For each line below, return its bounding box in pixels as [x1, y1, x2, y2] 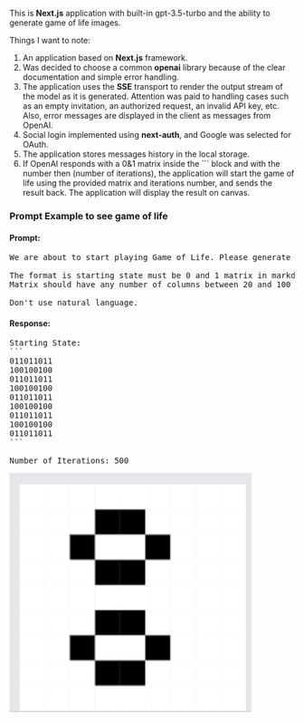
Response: [9, 317, 52, 329]
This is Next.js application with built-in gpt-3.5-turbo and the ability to [9, 8, 271, 18]
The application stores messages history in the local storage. [22, 149, 251, 159]
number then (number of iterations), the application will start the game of [22, 168, 295, 178]
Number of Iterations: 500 [9, 456, 129, 466]
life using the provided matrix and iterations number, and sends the [22, 178, 273, 188]
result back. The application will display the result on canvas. [22, 188, 251, 198]
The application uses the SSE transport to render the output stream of [22, 82, 283, 92]
